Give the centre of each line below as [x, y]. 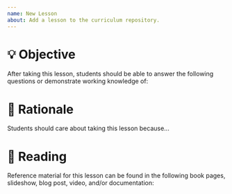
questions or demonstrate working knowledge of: [78, 81]
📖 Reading [37, 156]
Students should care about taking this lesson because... [89, 128]
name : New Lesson [32, 14]
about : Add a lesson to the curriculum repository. [83, 20]
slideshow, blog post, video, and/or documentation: [81, 183]
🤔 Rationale [41, 109]
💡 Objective [42, 54]
